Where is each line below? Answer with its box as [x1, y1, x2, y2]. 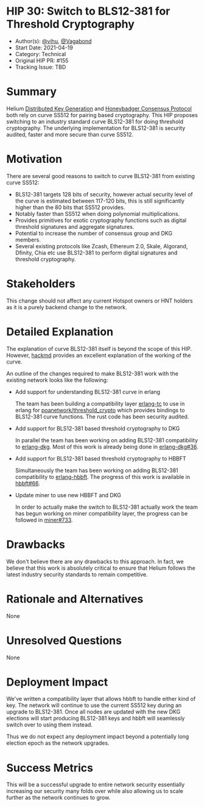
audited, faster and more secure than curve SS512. [6, 131, 134, 138]
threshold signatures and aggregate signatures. [15, 223, 135, 230]
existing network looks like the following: [6, 376, 108, 384]
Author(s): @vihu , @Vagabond [15, 37, 92, 45]
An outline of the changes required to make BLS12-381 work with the [6, 370, 178, 377]
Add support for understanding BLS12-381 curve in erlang [15, 388, 160, 395]
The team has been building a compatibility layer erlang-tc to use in [15, 400, 185, 407]
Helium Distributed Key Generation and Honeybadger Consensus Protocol [6, 105, 192, 112]
